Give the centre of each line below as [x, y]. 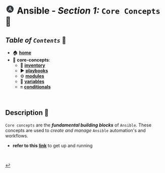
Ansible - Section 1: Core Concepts [89, 11]
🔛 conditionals [35, 87]
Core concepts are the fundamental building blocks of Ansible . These [78, 125]
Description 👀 [27, 113]
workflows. [17, 136]
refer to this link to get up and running [52, 145]
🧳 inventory [33, 65]
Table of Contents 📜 [36, 40]
